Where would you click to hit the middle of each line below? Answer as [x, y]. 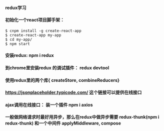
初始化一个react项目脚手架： [35, 20]
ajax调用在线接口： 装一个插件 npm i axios [49, 105]
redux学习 [16, 7]
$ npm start [17, 44]
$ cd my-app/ [19, 39]
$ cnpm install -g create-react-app [43, 31]
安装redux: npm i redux [29, 55]
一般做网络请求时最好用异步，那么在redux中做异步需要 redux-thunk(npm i [82, 117]
